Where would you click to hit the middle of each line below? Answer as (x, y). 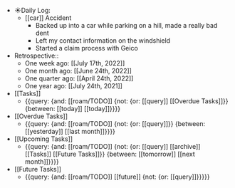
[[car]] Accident (48, 18)
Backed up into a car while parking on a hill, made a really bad (126, 25)
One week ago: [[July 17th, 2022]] (75, 63)
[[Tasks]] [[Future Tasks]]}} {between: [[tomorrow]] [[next (110, 154)
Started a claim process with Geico (87, 48)
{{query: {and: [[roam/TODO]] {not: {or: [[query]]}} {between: (115, 124)
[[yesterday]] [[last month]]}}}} (70, 131)
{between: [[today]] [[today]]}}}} (73, 109)
